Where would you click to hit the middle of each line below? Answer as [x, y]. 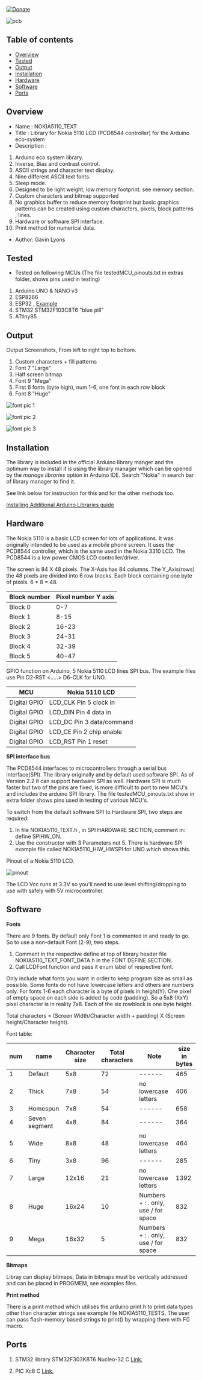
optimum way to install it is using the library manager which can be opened [99, 469]
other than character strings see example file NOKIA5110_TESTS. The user [98, 1313]
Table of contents [40, 40]
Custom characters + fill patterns [56, 362]
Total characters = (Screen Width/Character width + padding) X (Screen [96, 1015]
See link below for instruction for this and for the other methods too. [90, 493]
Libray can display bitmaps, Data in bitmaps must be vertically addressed [97, 1277]
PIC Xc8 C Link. [34, 1371]
